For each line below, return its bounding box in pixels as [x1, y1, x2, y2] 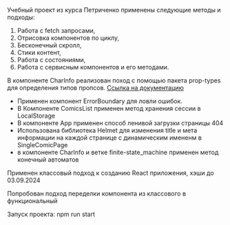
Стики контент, [17, 48, 62, 56]
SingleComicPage [17, 141, 68, 149]
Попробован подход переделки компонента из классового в [7, 189, 187, 197]
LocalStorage [17, 111, 56, 120]
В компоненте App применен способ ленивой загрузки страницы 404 [17, 119, 224, 127]
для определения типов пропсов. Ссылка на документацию [7, 84, 185, 92]
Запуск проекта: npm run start [7, 210, 95, 218]
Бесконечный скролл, [17, 41, 82, 49]
